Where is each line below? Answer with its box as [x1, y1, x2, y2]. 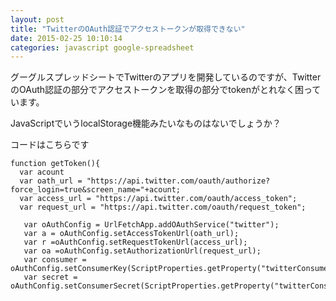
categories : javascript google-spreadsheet [10, 42, 195, 53]
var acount [19, 167, 65, 178]
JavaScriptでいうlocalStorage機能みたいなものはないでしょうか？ [10, 117, 282, 130]
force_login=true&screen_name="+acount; [10, 185, 182, 195]
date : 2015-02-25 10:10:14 [10, 33, 123, 43]
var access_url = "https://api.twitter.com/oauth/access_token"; [19, 194, 298, 204]
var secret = [23, 272, 78, 283]
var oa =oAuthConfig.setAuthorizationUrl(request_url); [23, 246, 262, 256]
